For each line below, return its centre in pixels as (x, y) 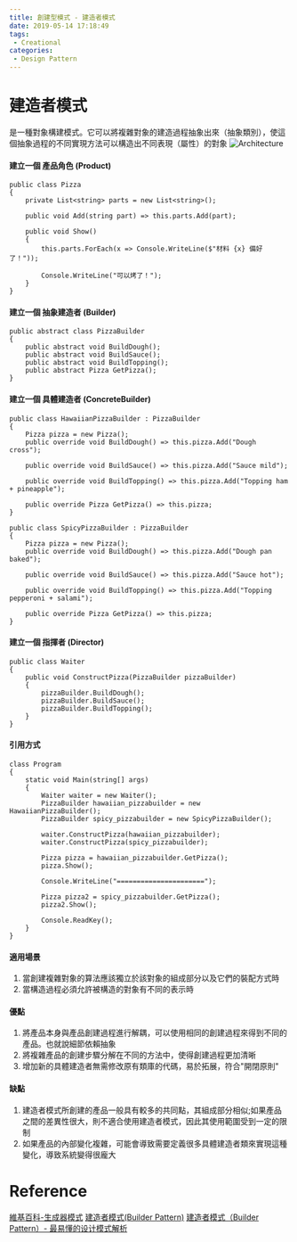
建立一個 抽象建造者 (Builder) (63, 312)
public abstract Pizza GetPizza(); (91, 371)
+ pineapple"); (37, 489)
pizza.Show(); (67, 866)
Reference (48, 1191)
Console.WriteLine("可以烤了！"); (102, 276)
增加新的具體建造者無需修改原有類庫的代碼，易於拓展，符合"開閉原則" (150, 1066)
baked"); (25, 559)
